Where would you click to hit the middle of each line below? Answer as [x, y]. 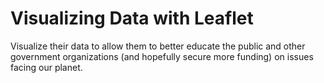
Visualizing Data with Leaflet [132, 18]
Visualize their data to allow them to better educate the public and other [158, 46]
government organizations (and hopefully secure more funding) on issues [162, 56]
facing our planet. [46, 67]
